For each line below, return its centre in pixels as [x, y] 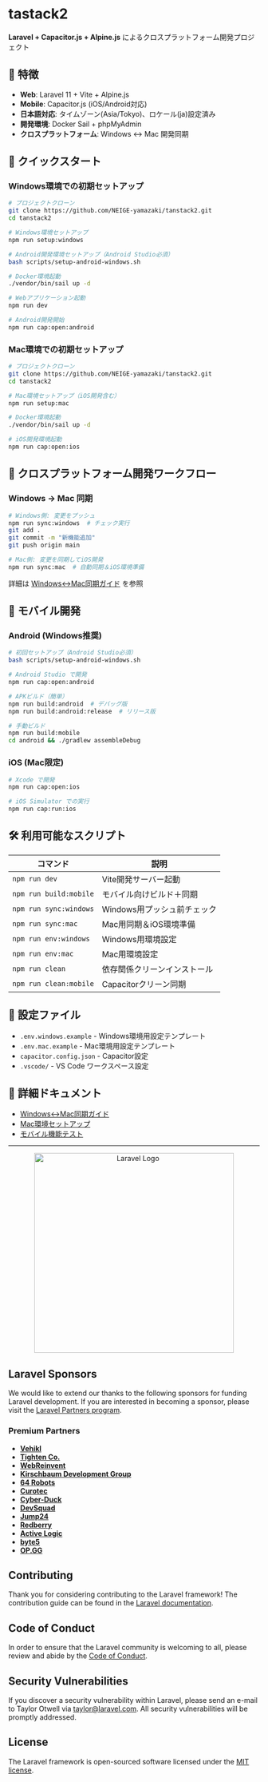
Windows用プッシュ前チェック [159, 909]
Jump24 [34, 1516]
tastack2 [38, 14]
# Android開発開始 [36, 320]
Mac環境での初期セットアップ [66, 349]
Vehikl [31, 1448]
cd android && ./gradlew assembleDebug [75, 741]
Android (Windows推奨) [55, 636]
